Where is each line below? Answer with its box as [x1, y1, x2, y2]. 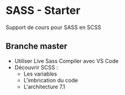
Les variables [23, 70, 57, 77]
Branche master [5, 41, 68, 51]
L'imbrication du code [23, 76, 78, 84]
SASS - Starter [5, 4, 81, 18]
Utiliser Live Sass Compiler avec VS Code [14, 57, 119, 64]
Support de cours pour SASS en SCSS [5, 24, 101, 31]
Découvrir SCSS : [14, 64, 58, 71]
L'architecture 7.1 [23, 83, 66, 90]
